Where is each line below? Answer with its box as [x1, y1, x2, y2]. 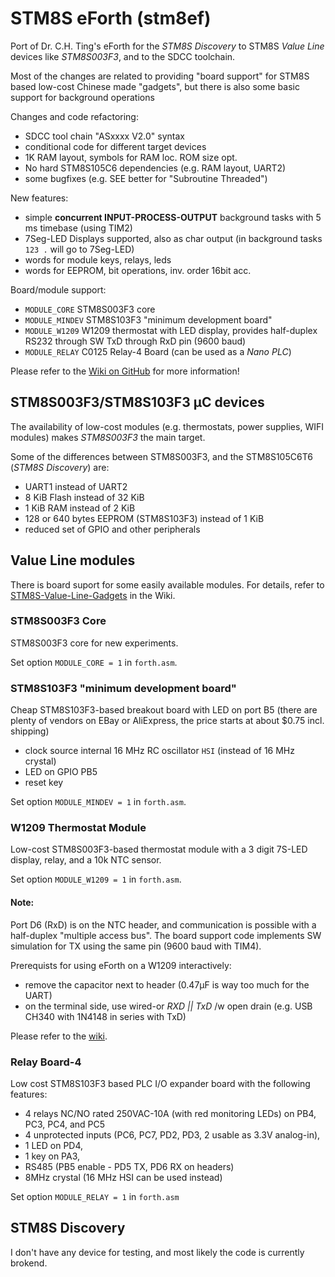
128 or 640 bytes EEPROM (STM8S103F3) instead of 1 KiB [24, 512, 265, 524]
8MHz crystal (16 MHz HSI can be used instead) [24, 1171, 223, 1183]
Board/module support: [10, 283, 107, 296]
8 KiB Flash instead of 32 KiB [24, 491, 145, 503]
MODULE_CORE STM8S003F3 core [24, 303, 156, 315]
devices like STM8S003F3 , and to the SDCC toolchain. [10, 50, 236, 62]
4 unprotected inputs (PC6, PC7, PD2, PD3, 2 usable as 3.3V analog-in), [24, 1128, 321, 1141]
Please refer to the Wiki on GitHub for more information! [10, 365, 240, 377]
